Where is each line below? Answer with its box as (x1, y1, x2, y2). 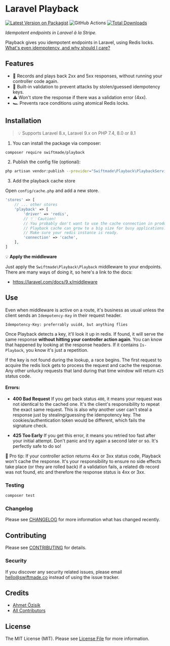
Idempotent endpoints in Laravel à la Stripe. (5, 29, 97, 35)
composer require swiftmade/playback (5, 150, 85, 155)
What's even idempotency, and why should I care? (5, 44, 110, 51)
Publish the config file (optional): (12, 159, 81, 165)
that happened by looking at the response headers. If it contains (5, 342, 139, 348)
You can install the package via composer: (12, 140, 101, 146)
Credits (5, 588, 29, 597)
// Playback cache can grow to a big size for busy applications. (23, 225, 166, 230)
